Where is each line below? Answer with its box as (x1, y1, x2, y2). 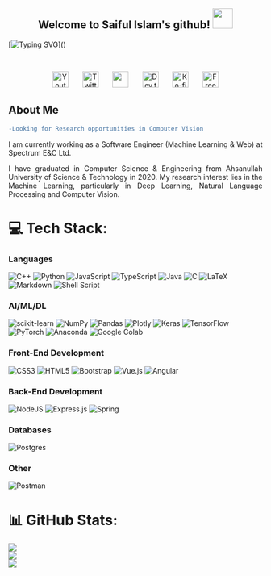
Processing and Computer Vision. (8, 189, 120, 198)
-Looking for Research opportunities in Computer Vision (8, 124, 204, 133)
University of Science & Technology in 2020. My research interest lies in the (8, 172, 263, 182)
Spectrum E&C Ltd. (8, 148, 72, 157)
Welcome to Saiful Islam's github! (38, 18, 211, 32)
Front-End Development (8, 348, 105, 359)
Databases (8, 424, 52, 436)
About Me (8, 103, 59, 117)
